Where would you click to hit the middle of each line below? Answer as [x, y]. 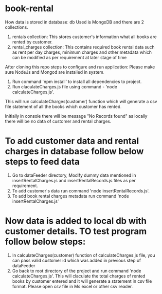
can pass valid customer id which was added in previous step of [76, 260]
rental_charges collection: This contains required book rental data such [83, 47]
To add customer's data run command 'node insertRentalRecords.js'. [81, 190]
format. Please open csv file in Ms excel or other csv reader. [72, 286]
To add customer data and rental [72, 141]
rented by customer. [32, 42]
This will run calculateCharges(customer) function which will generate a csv [81, 101]
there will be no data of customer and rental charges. [58, 121]
